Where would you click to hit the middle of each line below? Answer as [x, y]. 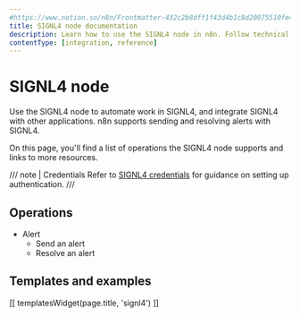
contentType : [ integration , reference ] [83, 43]
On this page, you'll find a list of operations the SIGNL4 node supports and [146, 148]
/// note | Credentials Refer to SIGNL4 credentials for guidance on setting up [149, 175]
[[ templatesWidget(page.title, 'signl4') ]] [84, 303]
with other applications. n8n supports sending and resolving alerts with [140, 121]
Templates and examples [80, 282]
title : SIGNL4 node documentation [74, 26]
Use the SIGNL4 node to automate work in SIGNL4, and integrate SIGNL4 [144, 112]
